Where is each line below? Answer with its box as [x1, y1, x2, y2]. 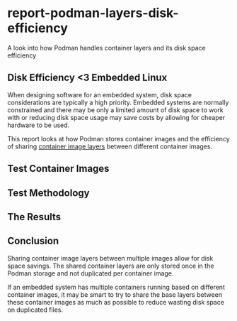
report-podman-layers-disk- [7, 5, 179, 21]
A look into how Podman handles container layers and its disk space [7, 43, 207, 52]
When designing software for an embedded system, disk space [7, 90, 192, 99]
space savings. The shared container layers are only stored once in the [7, 261, 214, 270]
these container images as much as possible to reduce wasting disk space [7, 298, 225, 306]
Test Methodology [7, 187, 90, 199]
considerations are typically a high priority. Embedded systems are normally [7, 98, 229, 107]
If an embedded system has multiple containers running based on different [7, 283, 225, 291]
